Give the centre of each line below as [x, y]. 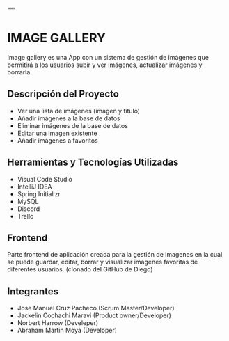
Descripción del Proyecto [63, 94]
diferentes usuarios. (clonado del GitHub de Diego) [80, 269]
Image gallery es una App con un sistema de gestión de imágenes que [108, 57]
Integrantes [33, 291]
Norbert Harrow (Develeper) [58, 323]
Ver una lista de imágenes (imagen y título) [79, 111]
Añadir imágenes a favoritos [58, 140]
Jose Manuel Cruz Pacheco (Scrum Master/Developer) [96, 308]
